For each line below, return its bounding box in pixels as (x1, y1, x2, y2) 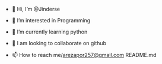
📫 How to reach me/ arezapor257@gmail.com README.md (11, 52, 157, 58)
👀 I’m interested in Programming (11, 17, 91, 23)
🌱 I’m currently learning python (11, 28, 88, 35)
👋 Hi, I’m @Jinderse (11, 6, 61, 12)
